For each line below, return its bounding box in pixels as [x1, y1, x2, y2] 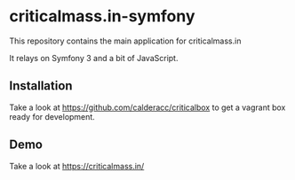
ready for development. [9, 111, 95, 121]
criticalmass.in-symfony [9, 6, 195, 27]
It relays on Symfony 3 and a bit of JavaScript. [9, 52, 179, 63]
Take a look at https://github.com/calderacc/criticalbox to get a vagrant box [9, 102, 286, 113]
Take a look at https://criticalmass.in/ [9, 160, 145, 171]
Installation [9, 78, 73, 94]
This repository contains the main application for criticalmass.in [9, 35, 242, 46]
